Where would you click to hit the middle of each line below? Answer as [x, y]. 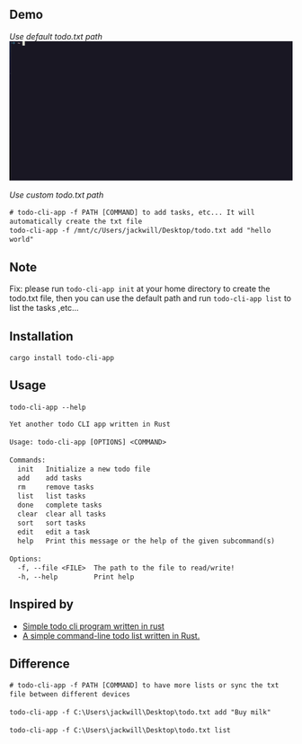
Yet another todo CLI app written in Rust [90, 424]
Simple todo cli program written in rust [93, 626]
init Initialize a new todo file [84, 469]
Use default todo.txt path [56, 36]
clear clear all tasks [62, 514]
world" [22, 240]
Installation [41, 336]
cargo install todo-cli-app [62, 358]
